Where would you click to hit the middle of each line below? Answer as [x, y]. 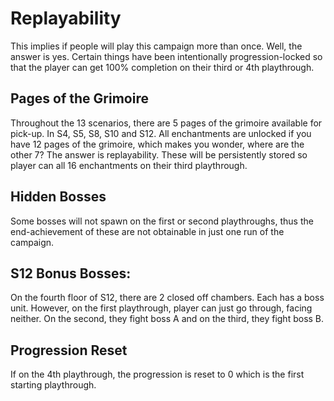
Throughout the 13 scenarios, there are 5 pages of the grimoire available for [166, 123]
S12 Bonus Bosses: [71, 273]
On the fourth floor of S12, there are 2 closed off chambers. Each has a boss [167, 298]
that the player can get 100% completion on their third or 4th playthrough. [162, 67]
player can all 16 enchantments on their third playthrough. [129, 165]
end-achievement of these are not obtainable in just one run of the [147, 231]
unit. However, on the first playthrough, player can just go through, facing [161, 308]
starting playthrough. [53, 385]
